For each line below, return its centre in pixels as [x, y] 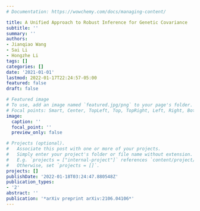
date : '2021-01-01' [30, 72]
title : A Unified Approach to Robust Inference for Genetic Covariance [97, 22]
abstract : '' [22, 193]
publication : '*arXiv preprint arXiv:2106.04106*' [70, 199]
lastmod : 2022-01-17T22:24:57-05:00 [51, 78]
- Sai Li [17, 50]
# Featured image [28, 100]
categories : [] [25, 67]
